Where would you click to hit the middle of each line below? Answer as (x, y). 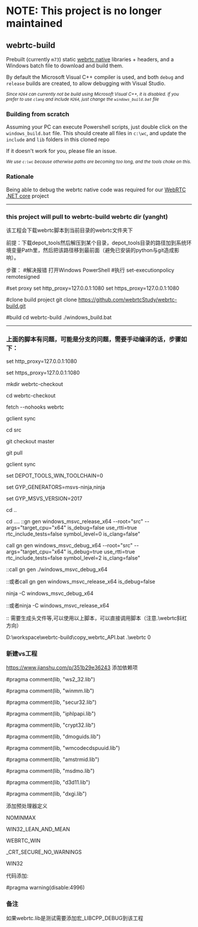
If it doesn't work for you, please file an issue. (62, 151)
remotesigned (23, 276)
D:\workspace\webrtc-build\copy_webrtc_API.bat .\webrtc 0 (79, 637)
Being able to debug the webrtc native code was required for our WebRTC (96, 190)
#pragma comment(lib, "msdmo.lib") (50, 771)
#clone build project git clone (42, 299)
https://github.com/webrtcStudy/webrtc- (128, 299)
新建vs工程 (22, 654)
